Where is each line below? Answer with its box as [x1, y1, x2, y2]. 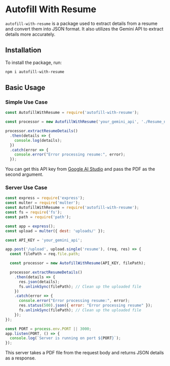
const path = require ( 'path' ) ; [5, 215, 71, 220]
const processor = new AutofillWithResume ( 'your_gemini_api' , [5, 119, 139, 125]
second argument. [5, 171, 44, 177]
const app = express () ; [5, 224, 56, 229]
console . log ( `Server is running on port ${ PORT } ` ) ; [10, 335, 121, 341]
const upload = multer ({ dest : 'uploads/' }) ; [5, 228, 105, 233]
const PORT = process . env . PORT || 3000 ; [5, 326, 92, 331]
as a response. [5, 355, 36, 361]
